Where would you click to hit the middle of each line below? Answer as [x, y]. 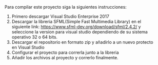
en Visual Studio [28, 47]
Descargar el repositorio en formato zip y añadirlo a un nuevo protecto [82, 42]
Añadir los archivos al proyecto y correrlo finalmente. [65, 57]
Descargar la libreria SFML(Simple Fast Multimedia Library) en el [76, 22]
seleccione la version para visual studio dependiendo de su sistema [80, 32]
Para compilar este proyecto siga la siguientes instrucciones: [66, 7]
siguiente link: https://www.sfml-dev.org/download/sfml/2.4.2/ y [76, 27]
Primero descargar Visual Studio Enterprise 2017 [60, 16]
